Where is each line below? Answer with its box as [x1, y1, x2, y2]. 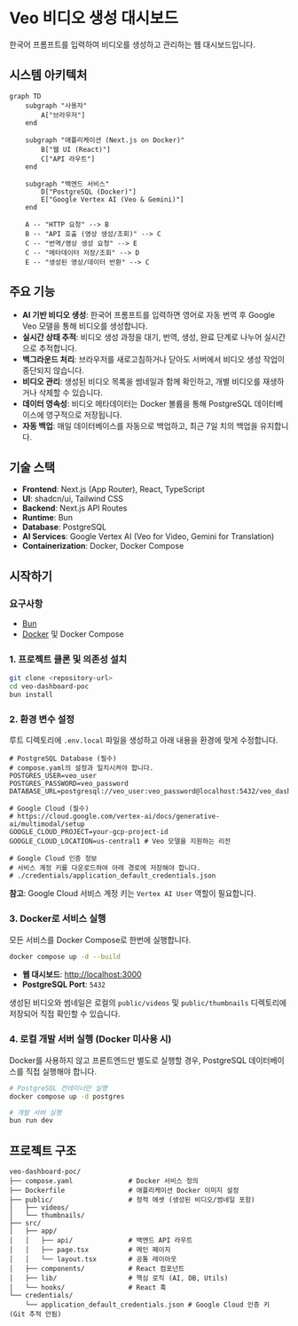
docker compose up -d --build [9, 952, 122, 961]
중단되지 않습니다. [21, 365, 84, 376]
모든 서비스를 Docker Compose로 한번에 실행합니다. [9, 934, 192, 945]
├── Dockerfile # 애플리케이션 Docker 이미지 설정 [9, 1187, 239, 1195]
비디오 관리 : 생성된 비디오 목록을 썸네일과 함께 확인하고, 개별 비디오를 [21, 376, 262, 386]
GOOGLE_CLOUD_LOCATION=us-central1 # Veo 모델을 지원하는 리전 [9, 837, 231, 846]
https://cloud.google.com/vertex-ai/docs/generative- [17, 812, 220, 822]
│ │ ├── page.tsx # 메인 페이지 [9, 1245, 171, 1255]
